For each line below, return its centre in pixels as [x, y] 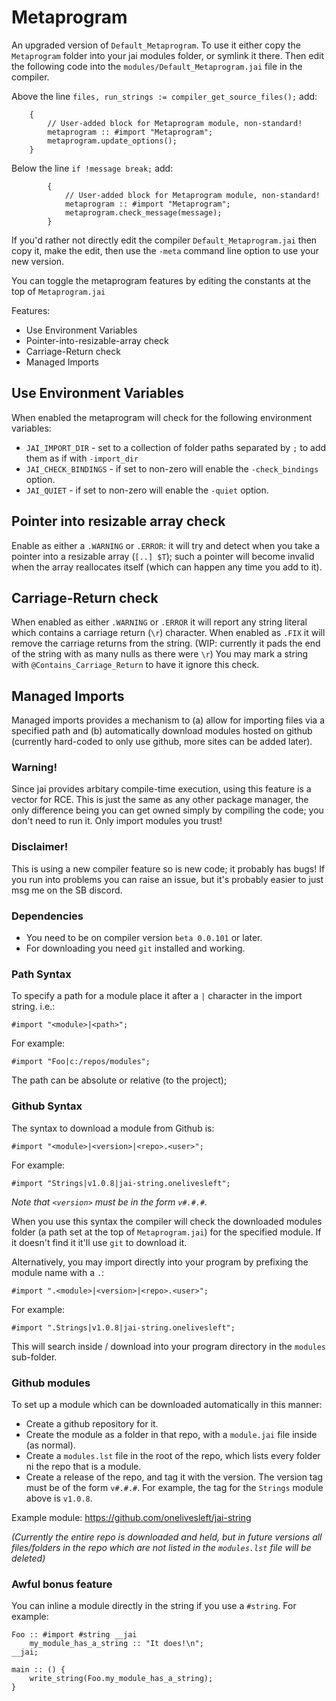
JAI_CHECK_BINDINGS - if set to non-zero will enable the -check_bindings [172, 468]
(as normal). [50, 1445]
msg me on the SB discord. [67, 890]
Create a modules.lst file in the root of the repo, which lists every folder [173, 1455]
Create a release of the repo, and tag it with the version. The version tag [174, 1477]
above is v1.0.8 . [59, 1498]
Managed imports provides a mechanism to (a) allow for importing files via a [168, 720]
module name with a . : [58, 1272]
